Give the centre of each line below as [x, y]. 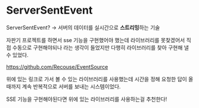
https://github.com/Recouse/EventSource [57, 66]
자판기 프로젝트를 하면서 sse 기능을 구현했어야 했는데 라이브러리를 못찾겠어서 [96, 40]
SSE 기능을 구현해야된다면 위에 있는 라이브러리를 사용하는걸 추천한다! [87, 99]
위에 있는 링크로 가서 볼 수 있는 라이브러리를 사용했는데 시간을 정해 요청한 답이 [97, 79]
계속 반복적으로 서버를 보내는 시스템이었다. [71, 86]
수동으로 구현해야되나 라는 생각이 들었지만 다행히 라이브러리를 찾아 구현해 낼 [101, 47]
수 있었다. [17, 55]
